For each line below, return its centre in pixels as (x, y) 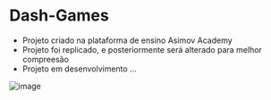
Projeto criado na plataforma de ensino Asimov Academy (127, 40)
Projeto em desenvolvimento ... (79, 69)
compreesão (46, 59)
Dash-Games (59, 16)
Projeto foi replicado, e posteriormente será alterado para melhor (142, 49)
